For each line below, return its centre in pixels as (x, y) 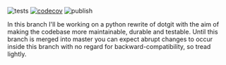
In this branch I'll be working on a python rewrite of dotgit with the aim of (113, 24)
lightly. (17, 54)
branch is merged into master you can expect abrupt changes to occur (110, 39)
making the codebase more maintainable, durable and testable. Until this (113, 32)
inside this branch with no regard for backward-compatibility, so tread (109, 46)
